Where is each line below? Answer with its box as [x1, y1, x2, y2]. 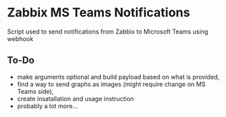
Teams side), [16, 87, 54, 95]
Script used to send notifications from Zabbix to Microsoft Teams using [7, 27, 208, 36]
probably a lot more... [16, 101, 78, 110]
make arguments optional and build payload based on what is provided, [16, 73, 220, 81]
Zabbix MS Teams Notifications [7, 5, 190, 21]
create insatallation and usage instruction [16, 94, 134, 103]
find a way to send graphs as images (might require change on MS [16, 80, 206, 88]
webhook [7, 34, 34, 42]
